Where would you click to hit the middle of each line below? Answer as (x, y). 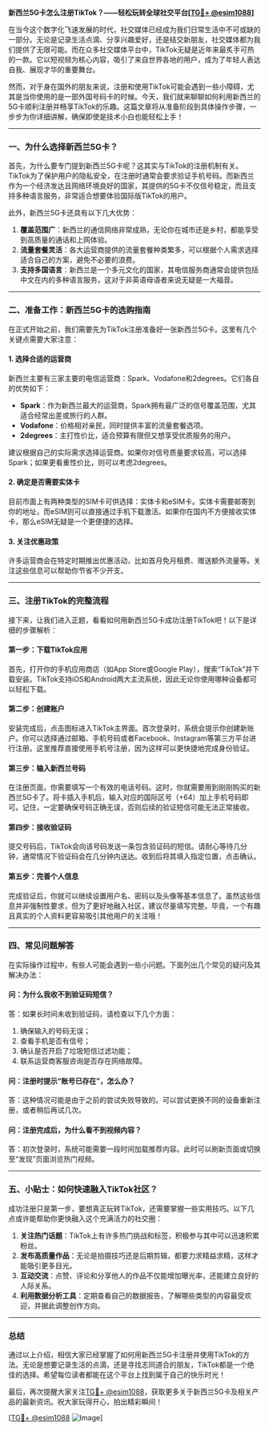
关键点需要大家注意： (43, 339)
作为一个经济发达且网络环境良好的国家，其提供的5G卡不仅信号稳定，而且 (129, 186)
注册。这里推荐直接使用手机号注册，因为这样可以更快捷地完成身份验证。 (134, 748)
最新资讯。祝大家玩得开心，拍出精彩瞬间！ (92, 1402)
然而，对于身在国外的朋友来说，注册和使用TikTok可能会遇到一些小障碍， (128, 86)
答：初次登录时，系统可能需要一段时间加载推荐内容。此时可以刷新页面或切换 (134, 1149)
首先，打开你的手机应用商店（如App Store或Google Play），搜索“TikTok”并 (130, 669)
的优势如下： (29, 388)
